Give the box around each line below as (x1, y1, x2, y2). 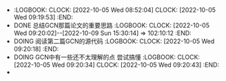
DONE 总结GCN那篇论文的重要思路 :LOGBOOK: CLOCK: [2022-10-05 (13, 21, 210, 30)
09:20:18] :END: (13, 45, 59, 53)
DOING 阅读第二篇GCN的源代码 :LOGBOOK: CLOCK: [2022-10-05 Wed (13, 37, 215, 45)
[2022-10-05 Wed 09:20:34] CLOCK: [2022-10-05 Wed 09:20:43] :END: (13, 61, 219, 69)
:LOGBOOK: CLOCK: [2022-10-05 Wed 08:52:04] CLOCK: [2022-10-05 (13, 6, 216, 14)
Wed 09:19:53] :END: (13, 13, 74, 21)
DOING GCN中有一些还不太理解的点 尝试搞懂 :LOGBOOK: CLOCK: (13, 53, 201, 61)
